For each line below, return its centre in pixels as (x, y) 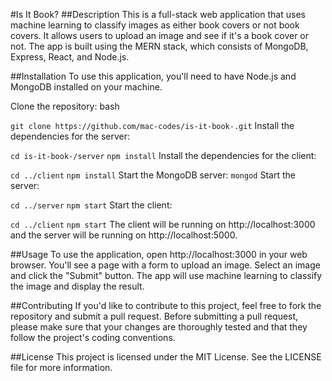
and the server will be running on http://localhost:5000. (124, 235)
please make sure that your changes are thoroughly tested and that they (159, 327)
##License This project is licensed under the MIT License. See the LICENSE (166, 357)
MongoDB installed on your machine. (86, 87)
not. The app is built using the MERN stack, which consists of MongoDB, (159, 46)
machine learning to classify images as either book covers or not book (155, 25)
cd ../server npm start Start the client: (91, 205)
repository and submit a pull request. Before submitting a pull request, (154, 316)
